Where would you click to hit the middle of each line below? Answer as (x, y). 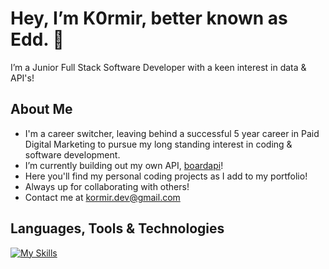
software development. (72, 154)
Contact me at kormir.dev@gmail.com (102, 197)
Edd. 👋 (37, 39)
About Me (41, 109)
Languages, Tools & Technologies (117, 228)
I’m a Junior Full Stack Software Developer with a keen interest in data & (158, 67)
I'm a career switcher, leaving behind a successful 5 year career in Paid (172, 133)
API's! (22, 78)
